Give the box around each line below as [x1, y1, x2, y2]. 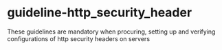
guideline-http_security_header [7, 5, 192, 21]
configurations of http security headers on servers [7, 34, 150, 42]
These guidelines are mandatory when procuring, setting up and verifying [7, 27, 216, 36]
